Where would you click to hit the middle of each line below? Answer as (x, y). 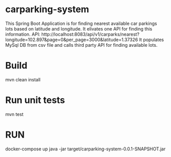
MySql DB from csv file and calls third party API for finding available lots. (81, 45)
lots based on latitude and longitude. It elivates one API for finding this (79, 28)
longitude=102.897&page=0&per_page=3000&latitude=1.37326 (72, 40)
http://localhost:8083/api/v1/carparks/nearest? (91, 34)
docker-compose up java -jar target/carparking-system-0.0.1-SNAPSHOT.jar (85, 149)
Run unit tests (35, 100)
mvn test (15, 114)
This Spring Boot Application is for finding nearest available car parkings (81, 23)
